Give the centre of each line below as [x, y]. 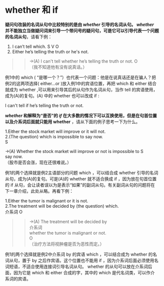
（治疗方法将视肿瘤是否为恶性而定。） [67, 244]
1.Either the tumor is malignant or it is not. [47, 200]
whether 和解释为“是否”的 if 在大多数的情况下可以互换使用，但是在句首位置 [81, 115]
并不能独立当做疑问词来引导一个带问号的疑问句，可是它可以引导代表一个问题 [82, 30]
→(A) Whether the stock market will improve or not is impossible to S [74, 151]
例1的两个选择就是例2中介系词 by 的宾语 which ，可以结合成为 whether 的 [79, 254]
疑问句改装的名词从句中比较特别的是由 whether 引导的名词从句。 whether [80, 24]
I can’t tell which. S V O [35, 46]
